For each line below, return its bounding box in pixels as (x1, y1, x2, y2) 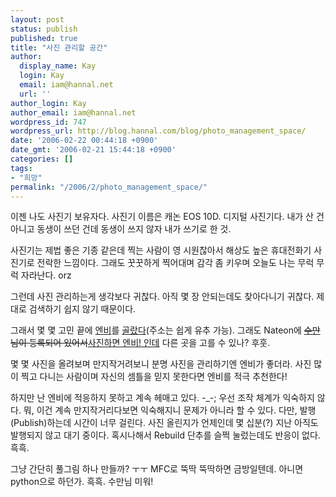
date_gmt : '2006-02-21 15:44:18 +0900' (10, 145, 177, 155)
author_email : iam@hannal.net (10, 107, 137, 118)
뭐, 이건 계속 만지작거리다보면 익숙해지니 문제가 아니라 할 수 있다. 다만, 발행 (23, 404, 317, 416)
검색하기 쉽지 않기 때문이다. (28, 303, 137, 315)
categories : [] (10, 154, 74, 164)
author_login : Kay (10, 98, 87, 108)
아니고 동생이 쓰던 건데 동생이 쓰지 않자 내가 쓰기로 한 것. (10, 223, 232, 235)
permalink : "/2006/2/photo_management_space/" (10, 182, 208, 192)
